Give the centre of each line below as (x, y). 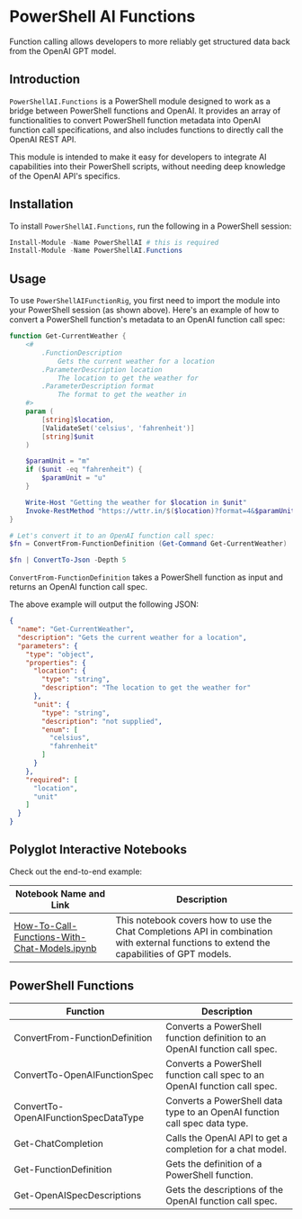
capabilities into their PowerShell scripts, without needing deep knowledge (147, 166)
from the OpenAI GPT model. (63, 50)
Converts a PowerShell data (224, 1100)
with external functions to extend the (193, 943)
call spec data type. (207, 1123)
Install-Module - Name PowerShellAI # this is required (114, 242)
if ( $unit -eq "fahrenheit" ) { (84, 470)
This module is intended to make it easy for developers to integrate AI (138, 157)
